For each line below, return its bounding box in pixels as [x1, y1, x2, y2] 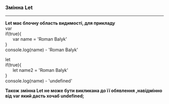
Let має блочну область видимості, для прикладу [5, 20, 116, 26]
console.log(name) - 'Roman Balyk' [5, 47, 78, 53]
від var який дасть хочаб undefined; [5, 93, 84, 99]
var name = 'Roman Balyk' [12, 36, 67, 42]
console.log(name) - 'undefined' [5, 78, 72, 84]
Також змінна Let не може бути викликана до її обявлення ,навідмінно [5, 87, 162, 94]
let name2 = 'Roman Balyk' [12, 67, 68, 73]
